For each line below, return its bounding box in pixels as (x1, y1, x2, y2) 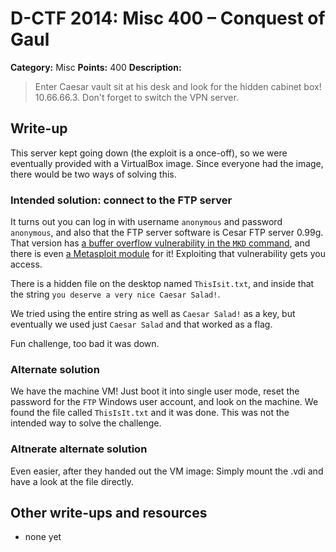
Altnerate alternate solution (10, 442, 148, 456)
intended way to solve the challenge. (10, 417, 162, 429)
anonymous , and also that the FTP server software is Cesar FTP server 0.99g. (10, 227, 324, 239)
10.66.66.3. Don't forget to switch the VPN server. (34, 91, 239, 103)
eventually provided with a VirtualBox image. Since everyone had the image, (10, 157, 324, 169)
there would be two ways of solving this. (10, 168, 177, 180)
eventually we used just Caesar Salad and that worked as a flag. (10, 318, 273, 331)
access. (10, 258, 43, 271)
